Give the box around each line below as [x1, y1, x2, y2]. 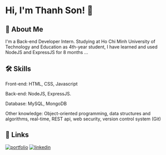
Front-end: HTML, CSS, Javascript [5, 81, 78, 87]
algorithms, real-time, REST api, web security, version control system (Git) [5, 116, 161, 122]
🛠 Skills [5, 65, 32, 73]
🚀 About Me [5, 25, 43, 34]
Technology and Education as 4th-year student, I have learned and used [5, 44, 158, 50]
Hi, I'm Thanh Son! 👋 [5, 5, 93, 16]
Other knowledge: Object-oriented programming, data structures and [5, 110, 151, 116]
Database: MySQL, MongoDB [5, 100, 67, 107]
